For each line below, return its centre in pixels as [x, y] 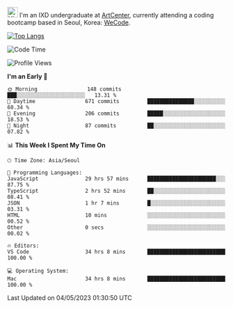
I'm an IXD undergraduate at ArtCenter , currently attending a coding [116, 15]
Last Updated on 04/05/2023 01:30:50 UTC [70, 298]
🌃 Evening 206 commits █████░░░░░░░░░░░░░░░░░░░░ [116, 113]
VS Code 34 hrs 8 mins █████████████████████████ [116, 252]
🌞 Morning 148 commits [64, 89]
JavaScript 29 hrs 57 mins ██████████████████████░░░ [116, 179]
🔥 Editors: [23, 246]
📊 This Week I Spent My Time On [56, 145]
